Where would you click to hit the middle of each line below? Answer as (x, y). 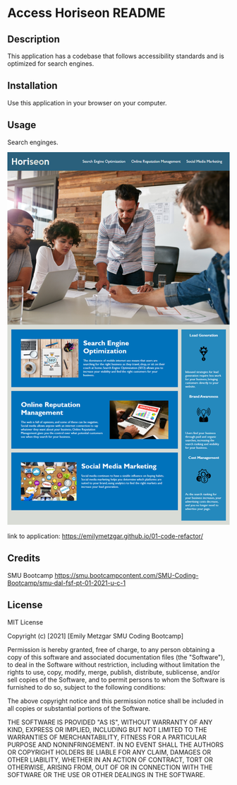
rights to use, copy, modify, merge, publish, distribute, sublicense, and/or (114, 672)
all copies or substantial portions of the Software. (79, 708)
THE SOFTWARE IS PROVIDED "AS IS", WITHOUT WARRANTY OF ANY (110, 722)
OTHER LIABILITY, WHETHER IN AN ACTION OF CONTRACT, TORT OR (110, 760)
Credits (24, 558)
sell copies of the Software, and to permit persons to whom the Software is (116, 680)
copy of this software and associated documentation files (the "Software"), (116, 657)
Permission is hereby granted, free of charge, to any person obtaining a (111, 649)
